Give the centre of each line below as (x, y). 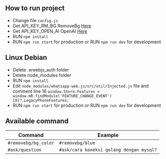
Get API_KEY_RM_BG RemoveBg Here (52, 26)
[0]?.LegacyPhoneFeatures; (41, 100)
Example (108, 135)
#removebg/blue (77, 143)
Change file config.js (35, 20)
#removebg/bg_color (31, 143)
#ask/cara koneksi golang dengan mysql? (108, 150)
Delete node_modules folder (42, 75)
